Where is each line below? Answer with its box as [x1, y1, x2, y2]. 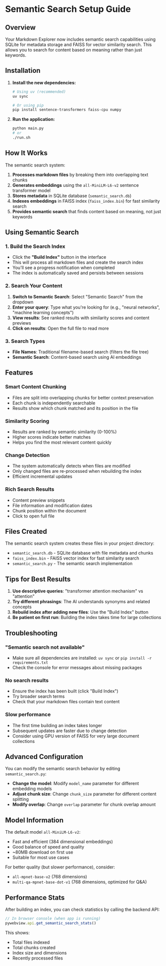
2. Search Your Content [5, 283, 63, 289]
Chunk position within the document [12, 508, 87, 513]
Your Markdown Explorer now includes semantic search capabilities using [5, 36, 156, 42]
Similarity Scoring [5, 417, 50, 424]
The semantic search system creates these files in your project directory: [5, 540, 155, 546]
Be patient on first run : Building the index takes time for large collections [12, 615, 162, 621]
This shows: [5, 929, 30, 935]
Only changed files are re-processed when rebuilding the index [12, 468, 142, 474]
